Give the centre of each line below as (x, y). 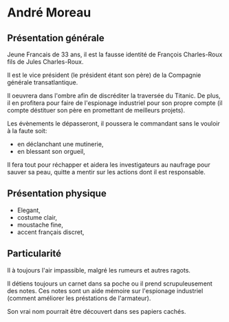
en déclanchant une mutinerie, (60, 144)
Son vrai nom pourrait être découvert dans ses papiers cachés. (97, 311)
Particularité (34, 254)
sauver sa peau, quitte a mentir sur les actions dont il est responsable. (107, 172)
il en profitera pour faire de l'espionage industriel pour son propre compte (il (115, 103)
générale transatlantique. (43, 82)
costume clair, (37, 217)
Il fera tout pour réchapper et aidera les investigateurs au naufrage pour (109, 165)
